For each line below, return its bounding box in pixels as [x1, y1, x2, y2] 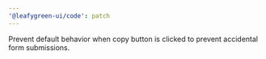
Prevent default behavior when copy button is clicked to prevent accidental [8, 34, 259, 44]
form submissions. [8, 42, 70, 53]
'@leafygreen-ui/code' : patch [8, 11, 111, 20]
